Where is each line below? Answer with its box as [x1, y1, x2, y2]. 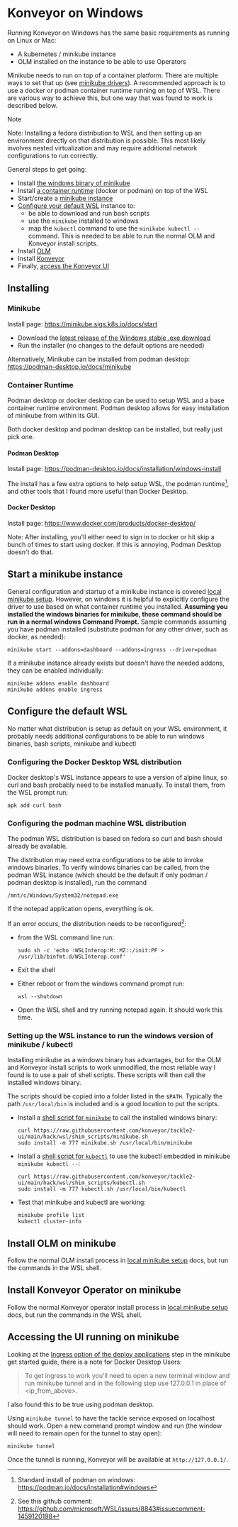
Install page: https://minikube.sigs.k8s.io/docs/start [7, 319, 158, 328]
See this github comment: [17, 1496, 93, 1505]
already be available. [7, 842, 68, 851]
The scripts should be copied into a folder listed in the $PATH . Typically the [7, 1092, 223, 1101]
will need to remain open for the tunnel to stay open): [7, 1428, 162, 1438]
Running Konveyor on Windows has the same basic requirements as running [7, 28, 230, 37]
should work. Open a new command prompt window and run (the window [7, 1421, 222, 1430]
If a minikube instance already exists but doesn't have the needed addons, [7, 658, 225, 667]
